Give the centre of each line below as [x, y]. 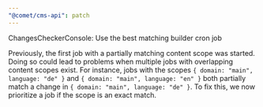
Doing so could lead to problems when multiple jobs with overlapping [121, 61]
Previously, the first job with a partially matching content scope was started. [131, 53]
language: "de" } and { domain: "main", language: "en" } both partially [127, 78]
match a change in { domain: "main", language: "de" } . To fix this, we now [131, 87]
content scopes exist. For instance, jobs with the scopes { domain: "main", [131, 70]
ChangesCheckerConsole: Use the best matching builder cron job [115, 38]
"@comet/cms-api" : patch [49, 15]
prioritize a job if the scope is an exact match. [82, 94]
